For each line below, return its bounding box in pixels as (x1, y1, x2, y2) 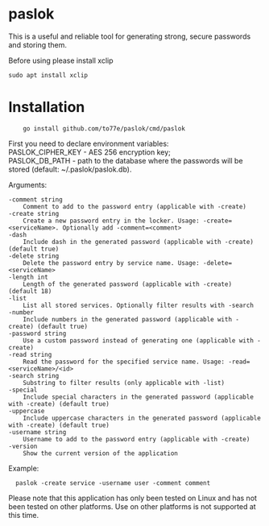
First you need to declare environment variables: (8, 139, 169, 148)
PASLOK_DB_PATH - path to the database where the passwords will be (8, 155, 243, 165)
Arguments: (8, 180, 48, 189)
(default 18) (8, 287, 52, 295)
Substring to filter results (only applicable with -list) (23, 379, 226, 387)
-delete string (8, 251, 60, 260)
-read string (8, 350, 52, 358)
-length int (8, 273, 48, 281)
